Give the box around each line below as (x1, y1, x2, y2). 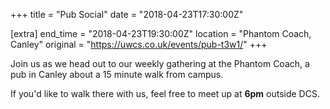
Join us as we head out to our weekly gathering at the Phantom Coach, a (10, 58, 310, 69)
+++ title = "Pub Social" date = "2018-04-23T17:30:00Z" (10, 9, 244, 20)
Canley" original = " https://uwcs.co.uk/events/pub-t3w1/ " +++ (10, 39, 268, 50)
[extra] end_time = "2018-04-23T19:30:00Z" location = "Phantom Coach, (10, 28, 312, 39)
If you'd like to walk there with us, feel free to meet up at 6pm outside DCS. (10, 88, 320, 99)
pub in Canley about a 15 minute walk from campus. (10, 69, 224, 80)
